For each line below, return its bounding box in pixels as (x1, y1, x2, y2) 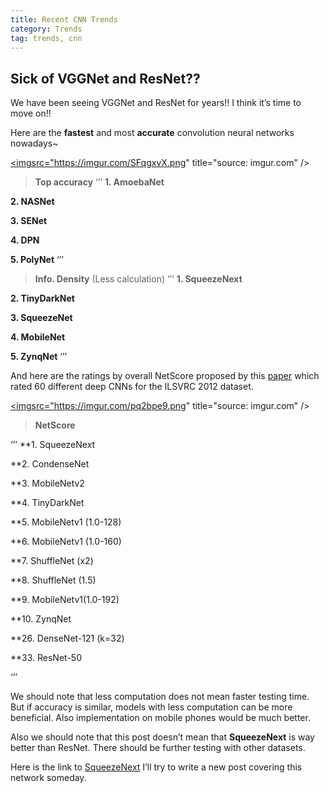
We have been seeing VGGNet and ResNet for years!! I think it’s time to (10, 97, 302, 109)
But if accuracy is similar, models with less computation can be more (10, 701, 293, 713)
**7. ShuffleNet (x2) (10, 555, 94, 567)
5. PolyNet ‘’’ (10, 254, 64, 266)
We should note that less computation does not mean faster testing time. (10, 691, 310, 703)
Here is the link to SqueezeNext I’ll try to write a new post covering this (10, 761, 303, 773)
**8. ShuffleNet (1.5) (10, 574, 97, 586)
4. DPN (10, 234, 40, 246)
